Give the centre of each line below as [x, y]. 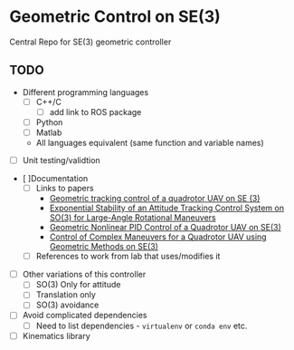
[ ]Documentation [55, 179]
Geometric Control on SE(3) [115, 17]
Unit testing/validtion [62, 160]
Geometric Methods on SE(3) [104, 247]
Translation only [66, 295]
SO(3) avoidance [67, 305]
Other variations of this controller [84, 275]
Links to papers [65, 189]
